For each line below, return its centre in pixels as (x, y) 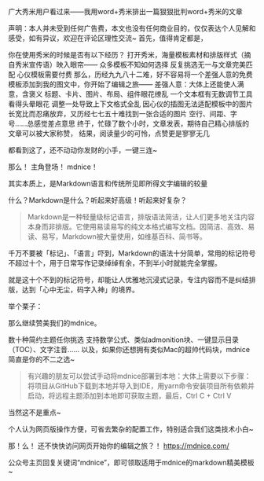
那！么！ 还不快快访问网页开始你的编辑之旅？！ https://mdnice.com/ (119, 446)
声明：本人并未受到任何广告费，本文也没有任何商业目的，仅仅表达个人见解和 (132, 28)
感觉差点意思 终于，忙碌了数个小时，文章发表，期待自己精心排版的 (142, 123)
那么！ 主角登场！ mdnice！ (53, 167)
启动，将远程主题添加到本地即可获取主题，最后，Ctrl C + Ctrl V (129, 396)
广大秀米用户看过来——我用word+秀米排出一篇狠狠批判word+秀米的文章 (125, 11)
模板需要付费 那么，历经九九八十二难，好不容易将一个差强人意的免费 (141, 74)
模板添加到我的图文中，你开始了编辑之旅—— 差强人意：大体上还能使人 (123, 84)
